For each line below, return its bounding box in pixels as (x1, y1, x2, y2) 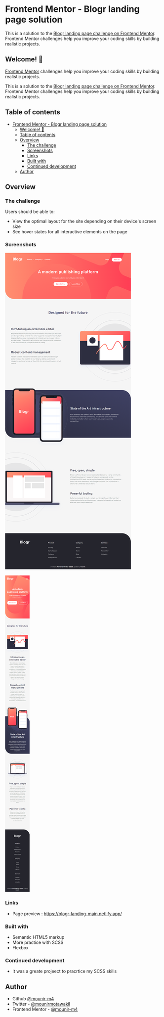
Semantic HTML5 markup (12, 934, 65, 940)
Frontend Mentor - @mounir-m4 (12, 1006, 78, 1012)
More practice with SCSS (12, 939, 64, 945)
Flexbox (12, 945, 29, 951)
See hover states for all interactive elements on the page (12, 229, 127, 235)
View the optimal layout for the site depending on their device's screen (12, 219, 157, 224)
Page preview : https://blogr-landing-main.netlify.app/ (12, 911, 122, 917)
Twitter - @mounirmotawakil (12, 1001, 71, 1007)
